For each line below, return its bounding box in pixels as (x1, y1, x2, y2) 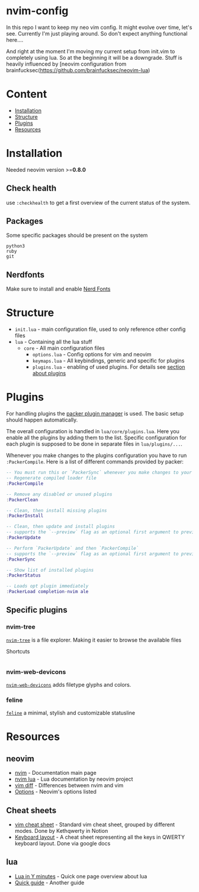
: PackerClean (6, 497, 38, 503)
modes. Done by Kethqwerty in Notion (14, 827, 108, 835)
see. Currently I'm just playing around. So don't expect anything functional (6, 30, 188, 37)
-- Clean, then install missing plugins (6, 507, 108, 513)
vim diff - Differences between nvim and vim (14, 782, 124, 789)
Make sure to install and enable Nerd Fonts (6, 285, 111, 292)
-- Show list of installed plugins (6, 567, 94, 573)
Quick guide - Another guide (14, 879, 85, 886)
